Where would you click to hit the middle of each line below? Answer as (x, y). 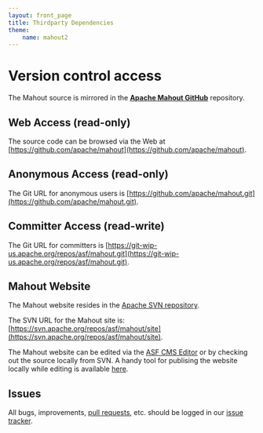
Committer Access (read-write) (86, 226)
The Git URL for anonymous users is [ (69, 193)
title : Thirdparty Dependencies (61, 23)
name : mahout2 (45, 37)
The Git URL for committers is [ (58, 245)
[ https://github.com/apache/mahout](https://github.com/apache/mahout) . (128, 149)
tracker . (20, 421)
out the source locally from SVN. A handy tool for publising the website (123, 361)
